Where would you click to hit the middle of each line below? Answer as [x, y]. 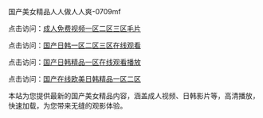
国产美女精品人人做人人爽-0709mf [65, 11]
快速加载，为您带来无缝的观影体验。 [68, 106]
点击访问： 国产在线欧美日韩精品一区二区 [75, 79]
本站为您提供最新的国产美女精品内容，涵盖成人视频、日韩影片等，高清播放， [134, 96]
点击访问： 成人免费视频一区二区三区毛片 [75, 29]
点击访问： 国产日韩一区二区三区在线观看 [75, 45]
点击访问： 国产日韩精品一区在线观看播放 [75, 62]
